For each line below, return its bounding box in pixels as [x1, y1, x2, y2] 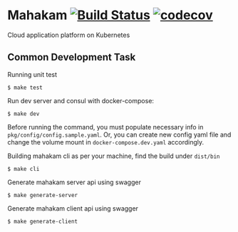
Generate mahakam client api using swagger [7, 204, 139, 213]
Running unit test [7, 70, 58, 78]
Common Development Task [7, 51, 136, 63]
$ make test [7, 84, 43, 91]
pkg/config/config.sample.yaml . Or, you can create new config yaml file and [7, 130, 232, 139]
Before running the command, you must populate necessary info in [7, 122, 204, 131]
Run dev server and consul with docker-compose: [7, 96, 155, 105]
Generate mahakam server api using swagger [7, 178, 141, 186]
